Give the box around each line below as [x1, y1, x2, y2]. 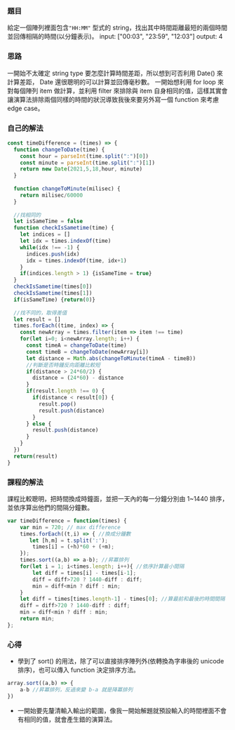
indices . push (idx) [25, 251, 80, 258]
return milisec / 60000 [20, 192, 83, 199]
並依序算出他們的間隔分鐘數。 [7, 503, 93, 512]
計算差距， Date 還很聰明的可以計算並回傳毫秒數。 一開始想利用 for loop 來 [7, 77, 224, 86]
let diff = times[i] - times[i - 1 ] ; [32, 569, 137, 576]
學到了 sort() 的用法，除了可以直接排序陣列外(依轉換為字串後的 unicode [17, 657, 224, 665]
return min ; [20, 616, 55, 623]
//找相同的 [13, 211, 41, 218]
